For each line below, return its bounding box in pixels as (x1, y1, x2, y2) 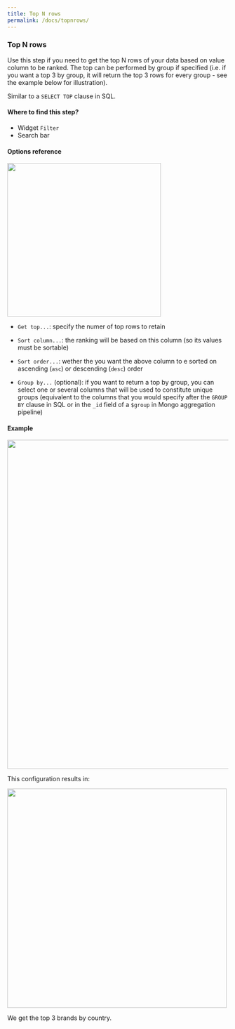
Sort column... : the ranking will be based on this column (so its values (17, 336, 222, 345)
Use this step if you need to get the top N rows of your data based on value (7, 55, 225, 64)
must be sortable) (17, 343, 69, 352)
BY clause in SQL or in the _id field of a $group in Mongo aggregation (17, 401, 215, 409)
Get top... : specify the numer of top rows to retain (17, 322, 166, 331)
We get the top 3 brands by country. (7, 1014, 112, 1022)
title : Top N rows (7, 10, 61, 18)
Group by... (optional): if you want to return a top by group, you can (17, 378, 215, 387)
